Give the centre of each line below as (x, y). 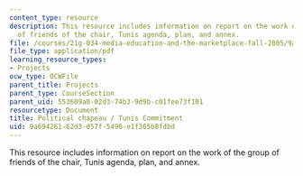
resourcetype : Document (54, 110)
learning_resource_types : (58, 60)
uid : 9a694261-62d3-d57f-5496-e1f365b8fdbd (92, 127)
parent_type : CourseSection (62, 93)
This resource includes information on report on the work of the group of (144, 153)
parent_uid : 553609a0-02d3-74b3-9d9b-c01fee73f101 (106, 102)
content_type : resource (54, 18)
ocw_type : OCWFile (44, 77)
